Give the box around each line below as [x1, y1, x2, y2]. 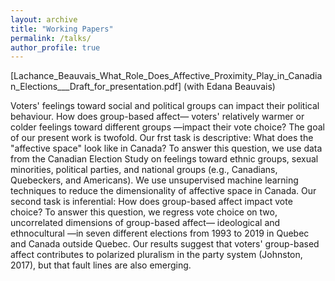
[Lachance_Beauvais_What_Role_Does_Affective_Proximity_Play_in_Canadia [10, 70, 323, 82]
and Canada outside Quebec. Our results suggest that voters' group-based [10, 238, 320, 250]
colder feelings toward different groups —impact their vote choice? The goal [10, 121, 325, 133]
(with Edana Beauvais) [183, 81, 276, 93]
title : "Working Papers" [10, 24, 114, 34]
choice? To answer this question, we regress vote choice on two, [10, 206, 278, 218]
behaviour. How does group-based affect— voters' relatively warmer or [10, 111, 305, 123]
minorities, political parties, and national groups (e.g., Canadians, [10, 164, 278, 176]
